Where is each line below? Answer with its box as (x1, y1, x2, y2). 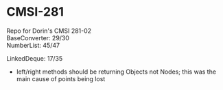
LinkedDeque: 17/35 (6, 54, 63, 62)
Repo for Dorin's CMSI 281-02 (6, 27, 92, 35)
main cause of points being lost (16, 74, 106, 82)
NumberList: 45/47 (6, 41, 60, 49)
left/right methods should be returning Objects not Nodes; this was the (16, 67, 217, 76)
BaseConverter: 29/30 (6, 33, 70, 42)
